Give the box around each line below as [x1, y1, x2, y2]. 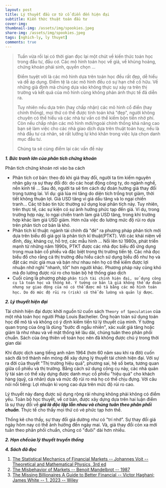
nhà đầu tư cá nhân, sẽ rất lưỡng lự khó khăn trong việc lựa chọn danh [17, 130, 161, 137]
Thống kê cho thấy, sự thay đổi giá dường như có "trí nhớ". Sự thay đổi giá [5, 416, 156, 422]
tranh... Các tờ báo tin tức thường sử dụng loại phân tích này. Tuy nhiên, [12, 201, 159, 207]
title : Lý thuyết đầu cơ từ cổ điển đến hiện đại [5, 12, 110, 17]
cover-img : [5, 21, 28, 26]
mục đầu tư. [17, 136, 42, 142]
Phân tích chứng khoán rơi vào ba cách [5, 165, 85, 171]
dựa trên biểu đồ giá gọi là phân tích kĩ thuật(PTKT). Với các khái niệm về [12, 232, 162, 239]
